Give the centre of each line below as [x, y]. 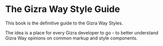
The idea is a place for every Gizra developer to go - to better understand [82, 32]
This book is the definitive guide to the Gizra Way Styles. [64, 23]
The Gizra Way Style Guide [63, 9]
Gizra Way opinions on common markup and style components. [71, 38]
